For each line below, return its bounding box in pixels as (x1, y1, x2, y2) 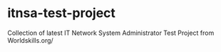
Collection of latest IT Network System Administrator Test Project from (7, 28, 215, 37)
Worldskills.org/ (7, 36, 53, 44)
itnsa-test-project (7, 5, 116, 21)
